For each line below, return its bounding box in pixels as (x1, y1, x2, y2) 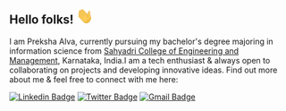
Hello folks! (9, 13, 74, 28)
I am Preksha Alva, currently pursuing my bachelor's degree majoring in (9, 36, 274, 47)
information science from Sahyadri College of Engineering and (9, 45, 240, 56)
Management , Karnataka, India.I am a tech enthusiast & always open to (9, 55, 271, 65)
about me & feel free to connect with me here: (9, 73, 179, 84)
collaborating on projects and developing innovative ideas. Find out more (9, 64, 278, 75)
